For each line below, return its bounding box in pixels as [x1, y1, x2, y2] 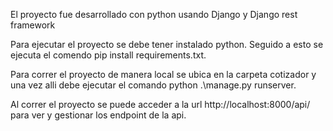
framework [10, 19, 56, 31]
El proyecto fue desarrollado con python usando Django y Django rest [10, 9, 298, 20]
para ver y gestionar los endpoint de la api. [10, 109, 187, 121]
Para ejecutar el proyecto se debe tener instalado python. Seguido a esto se [10, 39, 324, 50]
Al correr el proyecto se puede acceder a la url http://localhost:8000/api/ [10, 99, 311, 110]
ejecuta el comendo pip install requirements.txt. [10, 49, 207, 61]
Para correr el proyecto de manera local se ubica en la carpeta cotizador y [10, 69, 317, 80]
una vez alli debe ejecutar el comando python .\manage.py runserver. [10, 79, 297, 91]
